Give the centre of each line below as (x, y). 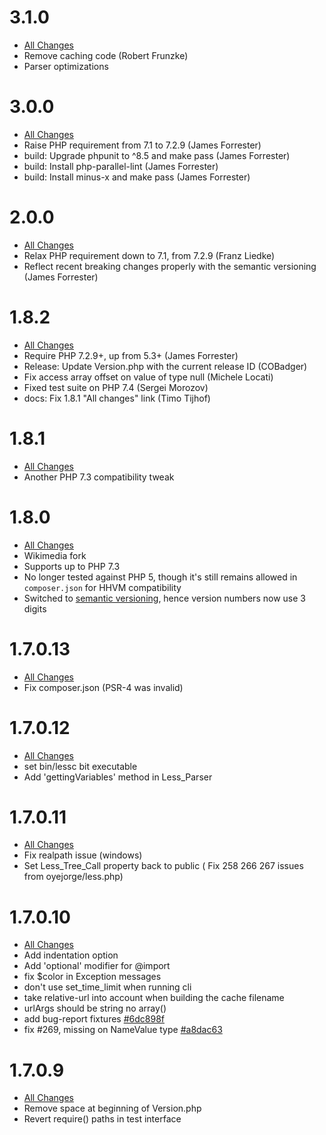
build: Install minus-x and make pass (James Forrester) (137, 177)
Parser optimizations (66, 66)
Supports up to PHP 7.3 (72, 566)
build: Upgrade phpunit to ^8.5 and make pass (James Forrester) (157, 155)
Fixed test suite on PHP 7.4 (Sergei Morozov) (116, 387)
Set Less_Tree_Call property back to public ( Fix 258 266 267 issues (163, 866)
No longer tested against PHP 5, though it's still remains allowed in (160, 577)
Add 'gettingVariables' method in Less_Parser (118, 777)
